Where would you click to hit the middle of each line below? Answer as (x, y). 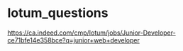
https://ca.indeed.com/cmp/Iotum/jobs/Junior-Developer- (91, 33)
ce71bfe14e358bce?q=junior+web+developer (73, 40)
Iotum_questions (58, 13)
